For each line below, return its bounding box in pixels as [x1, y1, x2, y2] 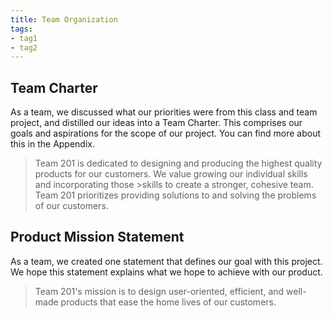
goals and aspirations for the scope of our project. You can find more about [10, 127, 322, 140]
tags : [10, 24, 33, 34]
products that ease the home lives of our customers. [60, 296, 277, 308]
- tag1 [10, 33, 38, 43]
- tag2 [10, 42, 38, 53]
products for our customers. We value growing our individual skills [34, 168, 308, 180]
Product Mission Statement [10, 229, 185, 246]
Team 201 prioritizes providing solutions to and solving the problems [34, 189, 317, 201]
